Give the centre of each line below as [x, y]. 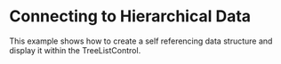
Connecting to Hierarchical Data [130, 16]
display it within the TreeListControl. [75, 50]
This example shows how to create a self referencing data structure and [141, 41]
